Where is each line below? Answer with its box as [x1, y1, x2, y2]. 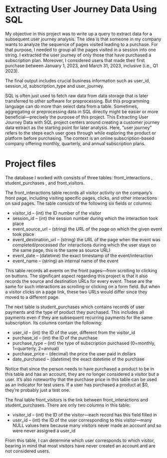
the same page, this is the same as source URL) [12, 247, 111, 253]
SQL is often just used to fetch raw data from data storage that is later [5, 93, 149, 99]
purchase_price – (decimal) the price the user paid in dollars [12, 350, 136, 356]
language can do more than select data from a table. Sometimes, [5, 103, 139, 109]
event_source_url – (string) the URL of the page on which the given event [12, 226, 163, 232]
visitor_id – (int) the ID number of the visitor [12, 210, 102, 216]
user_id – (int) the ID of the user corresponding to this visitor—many [12, 417, 152, 423]
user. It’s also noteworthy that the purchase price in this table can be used [5, 376, 157, 382]
